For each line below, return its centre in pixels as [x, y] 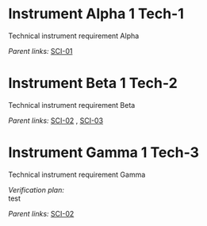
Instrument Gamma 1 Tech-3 [104, 153]
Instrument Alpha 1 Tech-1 [96, 14]
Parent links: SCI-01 [40, 51]
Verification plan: [36, 190]
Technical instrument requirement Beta [72, 105]
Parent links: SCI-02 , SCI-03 [56, 121]
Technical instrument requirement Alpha [74, 36]
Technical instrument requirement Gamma [77, 174]
